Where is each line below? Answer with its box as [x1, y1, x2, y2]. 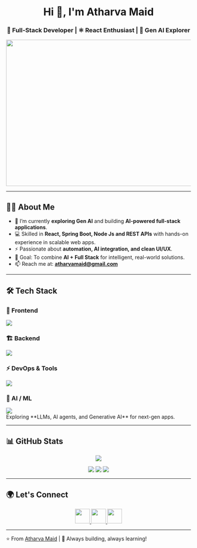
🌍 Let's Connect [6, 490, 69, 500]
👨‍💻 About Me [6, 202, 55, 212]
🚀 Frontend [6, 306, 38, 314]
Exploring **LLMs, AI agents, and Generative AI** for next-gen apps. [6, 413, 175, 420]
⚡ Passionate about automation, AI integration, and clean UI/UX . [14, 245, 173, 252]
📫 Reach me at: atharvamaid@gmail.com [14, 261, 118, 268]
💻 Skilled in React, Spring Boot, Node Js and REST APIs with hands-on [14, 231, 189, 238]
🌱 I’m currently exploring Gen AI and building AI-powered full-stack [14, 218, 181, 225]
